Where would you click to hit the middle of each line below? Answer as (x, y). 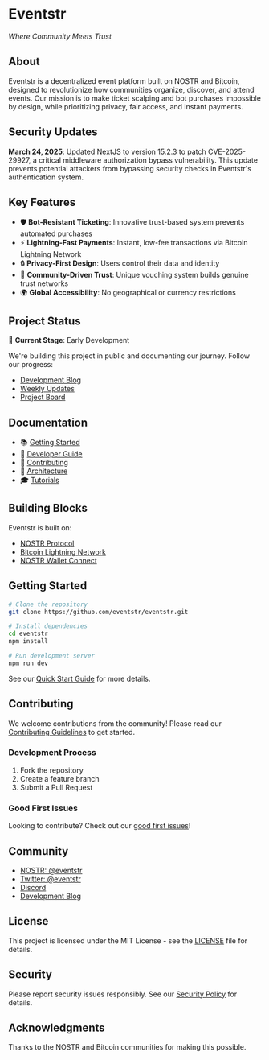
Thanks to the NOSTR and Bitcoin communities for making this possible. (127, 1047)
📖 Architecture (44, 471)
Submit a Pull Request (56, 787)
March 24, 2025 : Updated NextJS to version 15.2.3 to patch (107, 151)
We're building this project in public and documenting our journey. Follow (129, 356)
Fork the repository (52, 770)
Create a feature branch (59, 778)
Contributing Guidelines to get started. (71, 732)
